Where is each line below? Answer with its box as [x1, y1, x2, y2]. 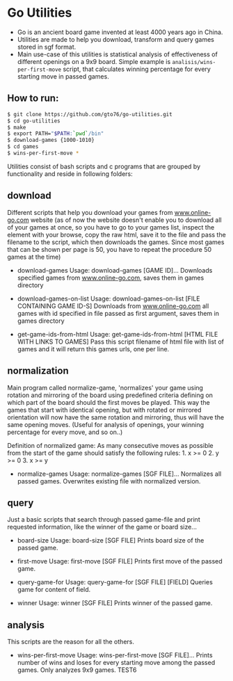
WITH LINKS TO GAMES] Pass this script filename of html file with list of [17, 337, 225, 346]
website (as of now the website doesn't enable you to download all [30, 216, 222, 224]
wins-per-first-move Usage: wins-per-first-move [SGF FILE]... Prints [17, 651, 214, 659]
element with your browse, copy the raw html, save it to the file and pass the [7, 230, 226, 239]
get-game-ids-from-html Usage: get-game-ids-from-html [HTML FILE [17, 330, 218, 338]
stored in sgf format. [17, 42, 77, 51]
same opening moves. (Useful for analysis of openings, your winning [7, 420, 204, 428]
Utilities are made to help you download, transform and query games [17, 35, 214, 43]
